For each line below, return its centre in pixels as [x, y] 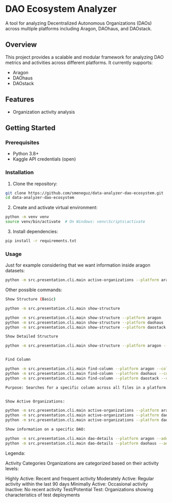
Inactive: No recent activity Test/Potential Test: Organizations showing [79, 489]
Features [20, 100]
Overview [21, 45]
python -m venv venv [27, 217]
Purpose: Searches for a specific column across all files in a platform [86, 388]
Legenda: [15, 453]
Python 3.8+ [26, 154]
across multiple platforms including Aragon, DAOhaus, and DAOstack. [79, 28]
